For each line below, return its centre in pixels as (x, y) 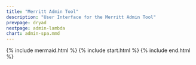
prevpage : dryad (26, 22)
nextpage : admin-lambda (36, 28)
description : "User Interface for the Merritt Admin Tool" (81, 17)
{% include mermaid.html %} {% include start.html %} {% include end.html (98, 50)
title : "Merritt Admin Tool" (42, 12)
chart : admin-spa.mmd (33, 34)
